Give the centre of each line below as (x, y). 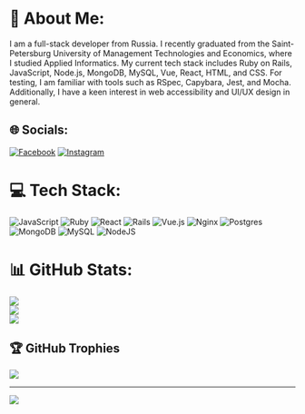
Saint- (283, 44)
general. (25, 101)
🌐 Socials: (39, 130)
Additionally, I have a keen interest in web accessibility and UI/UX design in (150, 92)
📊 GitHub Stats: (71, 269)
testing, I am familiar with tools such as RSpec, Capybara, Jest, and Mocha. (151, 82)
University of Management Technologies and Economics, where (172, 53)
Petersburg (30, 53)
